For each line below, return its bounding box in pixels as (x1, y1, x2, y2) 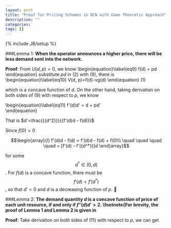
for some (5, 153, 25, 159)
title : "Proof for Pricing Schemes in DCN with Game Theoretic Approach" (5, 12, 167, 17)
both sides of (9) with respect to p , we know (5, 92, 99, 98)
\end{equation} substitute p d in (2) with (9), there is (5, 71, 115, 77)
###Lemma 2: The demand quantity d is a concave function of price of (5, 196, 158, 202)
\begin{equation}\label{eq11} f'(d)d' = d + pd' (5, 102, 101, 108)
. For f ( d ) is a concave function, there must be (5, 170, 103, 176)
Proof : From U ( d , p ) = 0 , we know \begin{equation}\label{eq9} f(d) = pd (5, 66, 157, 72)
